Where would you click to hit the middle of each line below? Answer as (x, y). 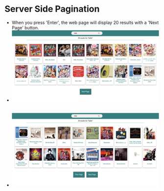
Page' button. (25, 27)
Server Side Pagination (52, 9)
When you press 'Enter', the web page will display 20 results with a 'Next (85, 22)
